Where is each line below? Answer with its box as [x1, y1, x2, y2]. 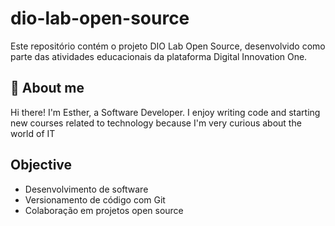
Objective [10, 157, 73, 174]
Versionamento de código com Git [24, 193, 166, 206]
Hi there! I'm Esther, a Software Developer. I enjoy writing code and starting [10, 106, 321, 118]
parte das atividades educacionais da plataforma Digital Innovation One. [10, 50, 308, 62]
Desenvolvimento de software [24, 183, 149, 195]
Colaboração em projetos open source [24, 204, 184, 216]
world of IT [10, 127, 56, 139]
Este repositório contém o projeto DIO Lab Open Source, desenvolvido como [10, 40, 326, 52]
